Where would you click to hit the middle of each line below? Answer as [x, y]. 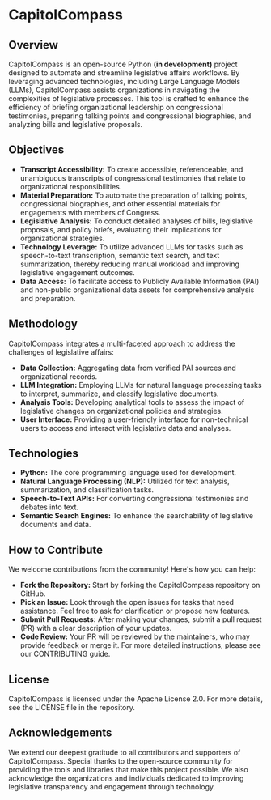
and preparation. [48, 298]
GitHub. [33, 594]
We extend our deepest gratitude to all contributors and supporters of [125, 752]
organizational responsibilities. [71, 186]
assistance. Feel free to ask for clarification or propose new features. [135, 611]
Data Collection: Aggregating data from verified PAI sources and [128, 368]
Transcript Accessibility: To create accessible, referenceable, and [131, 169]
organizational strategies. [62, 238]
